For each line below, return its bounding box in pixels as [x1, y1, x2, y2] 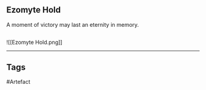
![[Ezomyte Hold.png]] [6, 39, 63, 46]
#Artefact [6, 78, 31, 86]
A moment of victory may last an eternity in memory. [6, 21, 139, 28]
